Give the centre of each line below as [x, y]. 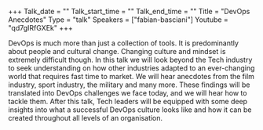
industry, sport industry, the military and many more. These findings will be [129, 85]
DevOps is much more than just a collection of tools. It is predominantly [124, 43]
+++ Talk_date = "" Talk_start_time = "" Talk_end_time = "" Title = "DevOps [129, 11]
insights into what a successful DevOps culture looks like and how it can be [130, 110]
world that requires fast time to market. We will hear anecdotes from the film [131, 76]
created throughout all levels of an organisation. [86, 118]
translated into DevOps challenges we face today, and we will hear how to [128, 93]
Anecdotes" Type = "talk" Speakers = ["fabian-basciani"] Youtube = [119, 20]
